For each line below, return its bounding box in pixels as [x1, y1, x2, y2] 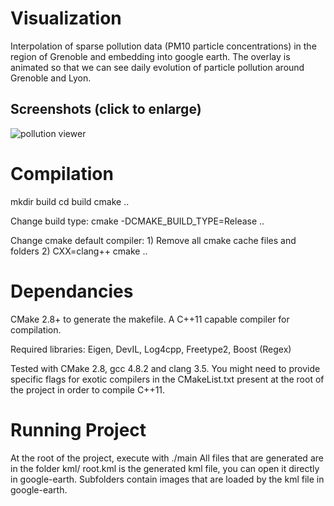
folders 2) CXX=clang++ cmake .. [10, 245, 148, 257]
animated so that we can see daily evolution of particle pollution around [10, 61, 305, 73]
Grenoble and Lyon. [10, 72, 92, 84]
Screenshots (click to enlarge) [10, 101, 202, 118]
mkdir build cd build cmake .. [10, 195, 130, 207]
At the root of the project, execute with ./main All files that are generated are [10, 452, 324, 464]
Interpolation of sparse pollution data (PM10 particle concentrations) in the [10, 40, 317, 52]
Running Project [10, 418, 147, 441]
